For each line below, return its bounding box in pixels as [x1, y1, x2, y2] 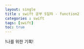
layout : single [5, 7, 36, 12]
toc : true [5, 25, 25, 30]
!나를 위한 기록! [5, 39, 34, 45]
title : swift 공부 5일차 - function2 [5, 12, 80, 16]
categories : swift [5, 16, 45, 21]
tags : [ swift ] [5, 20, 34, 25]
